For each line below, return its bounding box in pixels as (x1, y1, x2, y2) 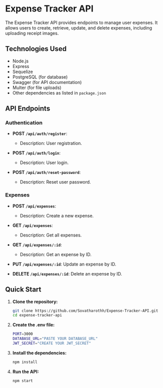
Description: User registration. (19, 140, 82, 146)
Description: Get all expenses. (19, 232, 82, 238)
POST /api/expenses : (12, 203, 56, 209)
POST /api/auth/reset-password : (12, 169, 81, 175)
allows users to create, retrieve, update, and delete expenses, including (5, 24, 152, 30)
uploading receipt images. (5, 30, 59, 36)
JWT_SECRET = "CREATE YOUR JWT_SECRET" (12, 341, 91, 346)
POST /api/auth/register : (12, 130, 67, 136)
